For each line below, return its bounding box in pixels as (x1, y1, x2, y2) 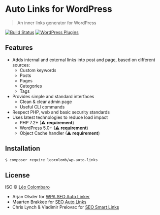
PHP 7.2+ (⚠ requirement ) (19, 119, 74, 125)
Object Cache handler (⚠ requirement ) (19, 130, 100, 136)
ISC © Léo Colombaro (5, 184, 50, 190)
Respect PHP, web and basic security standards (12, 109, 110, 115)
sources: (12, 62, 31, 68)
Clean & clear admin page (19, 99, 72, 105)
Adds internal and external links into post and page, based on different (12, 57, 156, 63)
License (5, 171, 30, 179)
